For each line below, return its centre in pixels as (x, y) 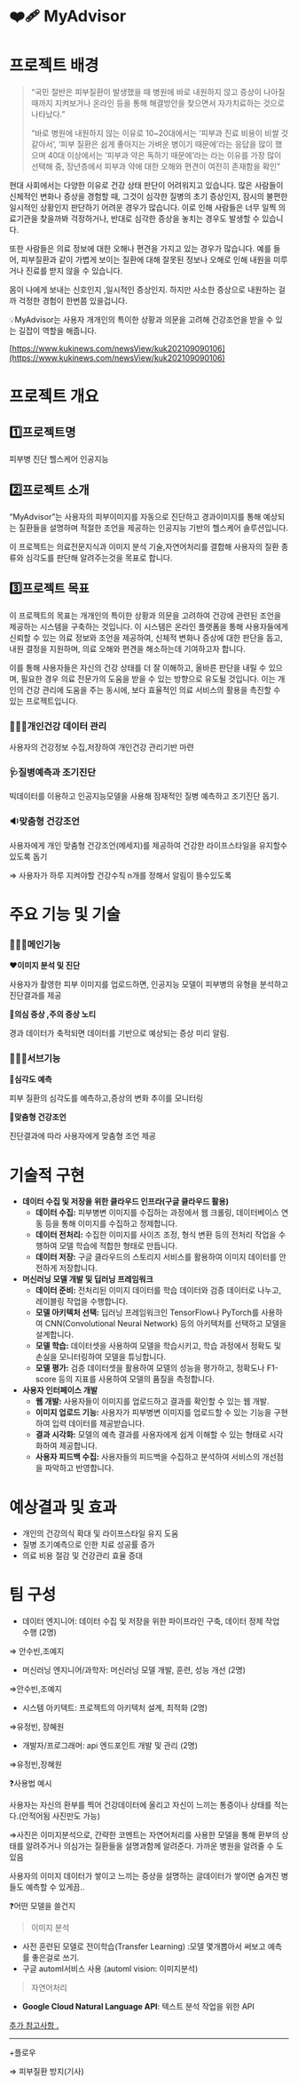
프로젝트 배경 (54, 66)
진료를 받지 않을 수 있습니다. (74, 271)
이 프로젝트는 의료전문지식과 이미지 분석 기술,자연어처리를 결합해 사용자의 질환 (144, 546)
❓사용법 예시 (31, 1783)
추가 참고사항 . (34, 2025)
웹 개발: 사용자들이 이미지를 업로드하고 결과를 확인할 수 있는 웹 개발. (152, 1401)
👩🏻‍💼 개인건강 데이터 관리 (58, 726)
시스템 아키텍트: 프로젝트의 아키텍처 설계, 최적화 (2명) (115, 1708)
